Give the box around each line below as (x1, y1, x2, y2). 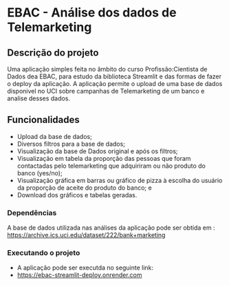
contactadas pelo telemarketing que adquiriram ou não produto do (17, 162, 206, 170)
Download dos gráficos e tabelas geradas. (17, 190, 138, 199)
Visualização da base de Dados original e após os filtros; (17, 146, 178, 155)
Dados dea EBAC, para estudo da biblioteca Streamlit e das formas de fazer (7, 72, 222, 80)
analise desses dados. (7, 94, 71, 102)
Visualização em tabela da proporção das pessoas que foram (17, 154, 191, 162)
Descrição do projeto (7, 47, 99, 58)
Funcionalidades (7, 114, 80, 126)
